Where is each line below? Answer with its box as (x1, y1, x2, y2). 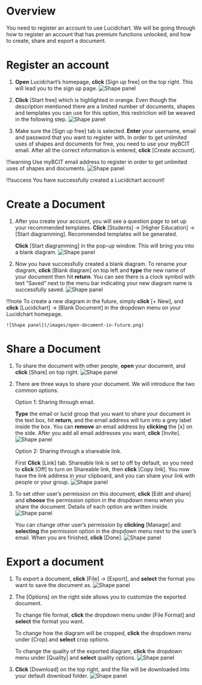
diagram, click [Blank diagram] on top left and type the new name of (14, 266, 186, 274)
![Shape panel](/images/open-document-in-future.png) (6, 322, 145, 328)
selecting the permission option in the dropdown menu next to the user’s (14, 527, 197, 535)
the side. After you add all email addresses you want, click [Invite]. (14, 429, 181, 436)
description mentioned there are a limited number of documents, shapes (14, 103, 195, 110)
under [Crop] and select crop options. (14, 635, 110, 643)
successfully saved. (14, 286, 65, 293)
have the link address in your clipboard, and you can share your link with (14, 472, 195, 479)
